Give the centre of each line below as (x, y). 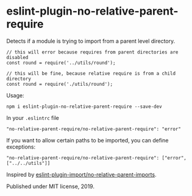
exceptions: (21, 147)
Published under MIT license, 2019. (50, 186)
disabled (17, 57)
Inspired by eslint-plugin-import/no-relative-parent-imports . (81, 174)
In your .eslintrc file (33, 117)
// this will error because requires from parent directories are (92, 52)
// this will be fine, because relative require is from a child (91, 73)
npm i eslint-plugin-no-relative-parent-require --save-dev (84, 107)
